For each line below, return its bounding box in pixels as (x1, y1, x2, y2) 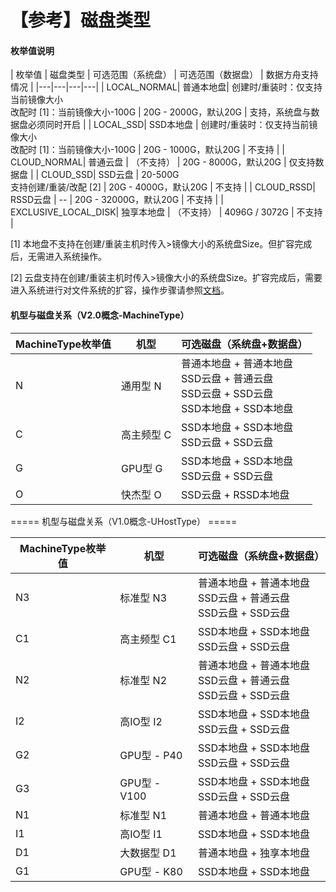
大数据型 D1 (119, 846, 177, 860)
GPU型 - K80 (119, 864, 183, 878)
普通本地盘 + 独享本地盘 (197, 846, 310, 860)
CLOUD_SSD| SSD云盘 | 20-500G (41, 169, 180, 181)
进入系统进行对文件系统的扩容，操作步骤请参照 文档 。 (10, 284, 230, 296)
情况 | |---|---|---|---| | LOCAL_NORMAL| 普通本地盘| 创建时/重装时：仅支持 (10, 81, 323, 93)
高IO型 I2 (119, 714, 163, 728)
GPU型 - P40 (119, 748, 183, 762)
